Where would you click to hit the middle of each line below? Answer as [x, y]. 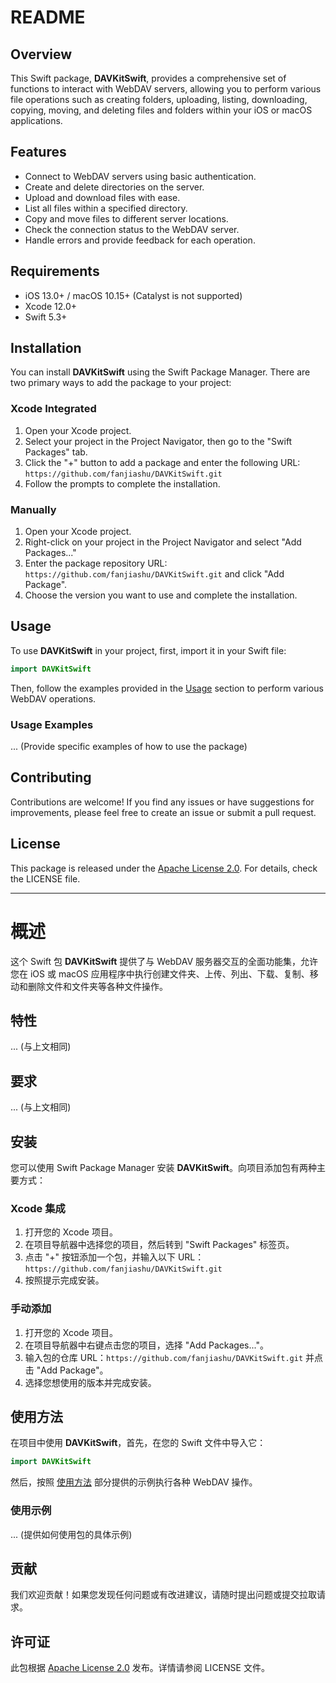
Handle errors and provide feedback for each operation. [140, 240]
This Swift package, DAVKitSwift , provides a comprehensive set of [148, 78]
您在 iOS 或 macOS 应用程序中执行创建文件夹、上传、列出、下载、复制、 [160, 973]
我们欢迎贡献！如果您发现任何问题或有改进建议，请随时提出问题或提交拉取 [163, 1595]
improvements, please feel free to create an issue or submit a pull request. [163, 812]
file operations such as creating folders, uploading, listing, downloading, [159, 99]
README [48, 17]
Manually [33, 509]
